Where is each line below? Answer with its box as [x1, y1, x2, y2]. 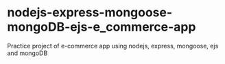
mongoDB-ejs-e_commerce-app [7, 19, 196, 35]
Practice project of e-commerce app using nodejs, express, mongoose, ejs [7, 42, 219, 50]
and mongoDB [7, 49, 48, 57]
